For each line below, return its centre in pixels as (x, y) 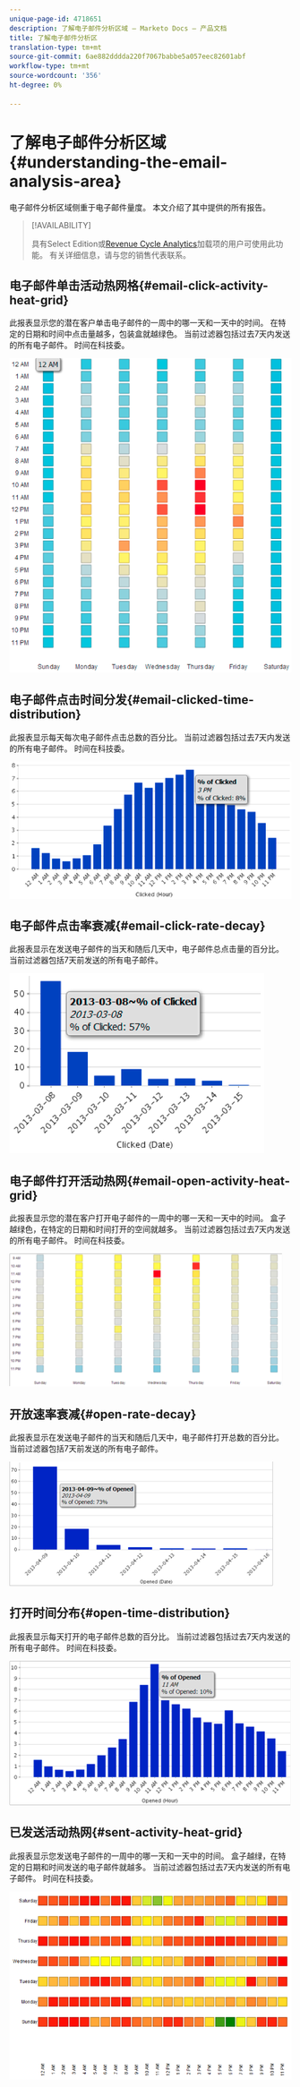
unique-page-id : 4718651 (56, 19)
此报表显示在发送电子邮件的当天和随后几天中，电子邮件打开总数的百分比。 (146, 1437)
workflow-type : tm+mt (50, 66)
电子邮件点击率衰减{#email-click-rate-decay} (137, 925)
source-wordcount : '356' (56, 76)
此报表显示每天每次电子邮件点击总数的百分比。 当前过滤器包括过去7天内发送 (150, 737)
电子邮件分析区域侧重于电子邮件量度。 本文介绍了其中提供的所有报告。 (140, 207)
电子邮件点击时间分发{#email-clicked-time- (132, 700)
